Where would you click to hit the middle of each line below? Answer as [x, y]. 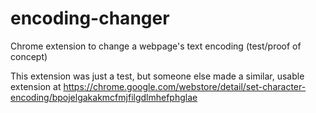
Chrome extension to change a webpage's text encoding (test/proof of [156, 46]
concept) [29, 56]
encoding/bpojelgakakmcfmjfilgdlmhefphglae [104, 97]
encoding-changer [90, 18]
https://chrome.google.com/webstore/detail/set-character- [185, 86]
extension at [36, 86]
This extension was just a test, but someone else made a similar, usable [157, 76]
